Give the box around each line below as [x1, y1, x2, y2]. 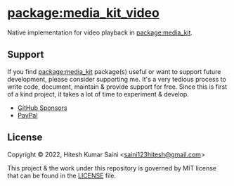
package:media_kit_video [7, 5, 160, 21]
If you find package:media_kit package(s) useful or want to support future [7, 67, 221, 75]
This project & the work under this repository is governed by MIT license [7, 163, 216, 172]
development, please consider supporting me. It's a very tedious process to [7, 75, 226, 83]
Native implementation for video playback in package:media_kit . [7, 28, 193, 37]
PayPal [17, 111, 38, 119]
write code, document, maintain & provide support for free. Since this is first [7, 82, 227, 91]
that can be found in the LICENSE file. [7, 171, 117, 180]
